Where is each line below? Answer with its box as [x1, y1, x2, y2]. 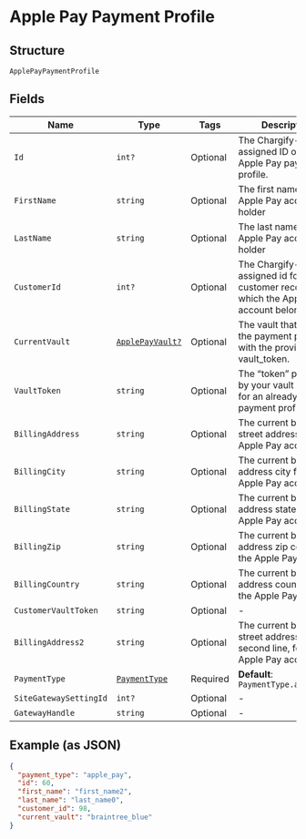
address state [238, 503, 297, 516]
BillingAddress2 [14, 637, 85, 648]
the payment [238, 330, 292, 343]
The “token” [238, 367, 290, 380]
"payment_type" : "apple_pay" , [17, 770, 132, 780]
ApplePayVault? [116, 336, 182, 347]
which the [238, 292, 280, 304]
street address [238, 427, 301, 440]
